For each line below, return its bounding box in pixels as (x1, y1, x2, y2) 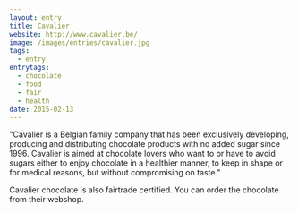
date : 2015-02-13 (9, 105, 74, 114)
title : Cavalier (9, 21, 70, 30)
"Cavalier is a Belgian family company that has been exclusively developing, (9, 129, 289, 140)
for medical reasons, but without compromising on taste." (9, 167, 221, 178)
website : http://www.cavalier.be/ (9, 30, 139, 38)
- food (17, 80, 42, 89)
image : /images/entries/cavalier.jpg (9, 38, 150, 47)
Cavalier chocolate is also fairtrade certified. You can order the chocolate (9, 184, 279, 195)
